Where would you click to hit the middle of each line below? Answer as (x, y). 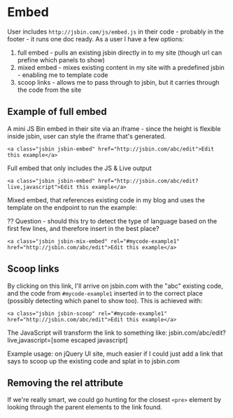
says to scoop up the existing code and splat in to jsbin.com (94, 361)
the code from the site (49, 90)
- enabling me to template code (63, 75)
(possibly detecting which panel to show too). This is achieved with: (105, 300)
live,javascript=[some (38, 340)
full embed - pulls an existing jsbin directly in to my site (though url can (120, 53)
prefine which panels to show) (61, 60)
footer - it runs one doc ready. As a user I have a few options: (96, 39)
